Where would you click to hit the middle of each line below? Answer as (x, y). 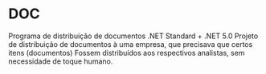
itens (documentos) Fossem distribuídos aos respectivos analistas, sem (127, 53)
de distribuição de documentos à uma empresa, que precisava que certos (131, 44)
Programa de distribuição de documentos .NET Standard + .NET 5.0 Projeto (133, 36)
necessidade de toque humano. (61, 61)
